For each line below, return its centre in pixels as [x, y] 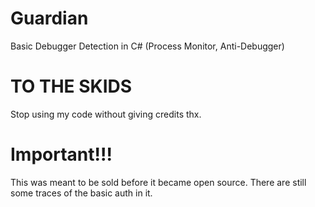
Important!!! [61, 154]
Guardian [49, 18]
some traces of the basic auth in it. [81, 193]
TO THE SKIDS [71, 86]
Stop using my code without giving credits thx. [106, 114]
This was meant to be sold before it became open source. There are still [158, 182]
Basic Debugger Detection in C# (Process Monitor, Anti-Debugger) [147, 46]
